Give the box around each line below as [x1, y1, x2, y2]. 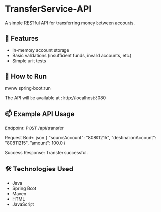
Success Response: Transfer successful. [5, 150, 88, 156]
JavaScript [12, 201, 34, 207]
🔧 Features [5, 34, 39, 42]
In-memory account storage [12, 47, 70, 53]
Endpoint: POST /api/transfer [5, 125, 64, 131]
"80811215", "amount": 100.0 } [5, 140, 66, 146]
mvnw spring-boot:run [5, 85, 51, 91]
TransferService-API [5, 3, 92, 15]
